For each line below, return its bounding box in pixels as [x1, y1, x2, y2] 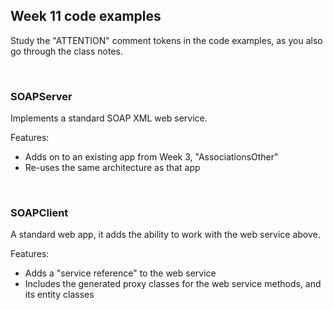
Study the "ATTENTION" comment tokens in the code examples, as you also [10, 34, 323, 46]
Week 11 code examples [10, 8, 162, 25]
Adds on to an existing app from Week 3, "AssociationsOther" [24, 151, 279, 163]
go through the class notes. [10, 45, 123, 57]
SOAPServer [10, 89, 73, 103]
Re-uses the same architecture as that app [24, 162, 201, 174]
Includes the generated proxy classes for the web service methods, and [24, 278, 322, 290]
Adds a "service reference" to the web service [24, 267, 217, 279]
